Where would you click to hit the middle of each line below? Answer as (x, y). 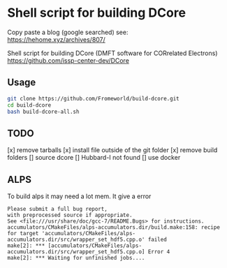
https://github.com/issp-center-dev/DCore (68, 60)
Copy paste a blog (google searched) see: (68, 32)
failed (158, 239)
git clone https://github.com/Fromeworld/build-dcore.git (93, 98)
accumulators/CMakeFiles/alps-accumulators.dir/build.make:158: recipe (113, 228)
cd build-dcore (29, 105)
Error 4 (159, 252)
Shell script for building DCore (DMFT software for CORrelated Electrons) (112, 53)
